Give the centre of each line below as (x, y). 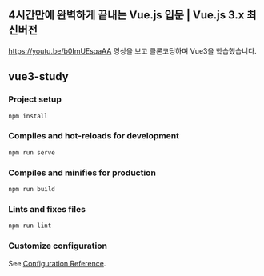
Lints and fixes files (47, 210)
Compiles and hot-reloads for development (94, 136)
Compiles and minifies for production (82, 173)
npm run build (32, 190)
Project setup (35, 99)
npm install (28, 116)
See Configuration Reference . (57, 263)
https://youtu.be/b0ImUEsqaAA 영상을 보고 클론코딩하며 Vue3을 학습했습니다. (133, 50)
